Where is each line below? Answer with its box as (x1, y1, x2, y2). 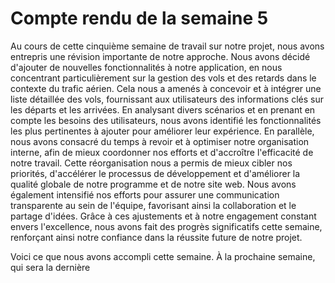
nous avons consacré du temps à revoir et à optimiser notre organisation (10, 135, 310, 147)
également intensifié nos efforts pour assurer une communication (10, 188, 280, 201)
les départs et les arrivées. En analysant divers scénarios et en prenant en (10, 103, 316, 116)
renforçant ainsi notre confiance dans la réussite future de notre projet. (10, 231, 303, 243)
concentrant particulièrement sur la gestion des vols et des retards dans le (10, 72, 317, 84)
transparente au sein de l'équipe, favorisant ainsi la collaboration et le (10, 199, 297, 211)
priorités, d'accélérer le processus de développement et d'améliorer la (10, 167, 301, 179)
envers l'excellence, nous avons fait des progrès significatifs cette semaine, (10, 220, 323, 232)
